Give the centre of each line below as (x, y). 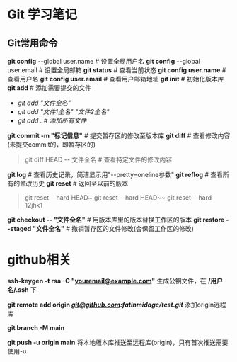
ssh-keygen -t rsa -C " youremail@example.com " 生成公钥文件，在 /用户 (115, 281)
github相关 (40, 260)
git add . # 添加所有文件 (52, 120)
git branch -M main (36, 327)
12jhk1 (34, 205)
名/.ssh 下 (22, 289)
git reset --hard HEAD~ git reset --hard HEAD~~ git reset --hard (118, 198)
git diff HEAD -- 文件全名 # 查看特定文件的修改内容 (98, 159)
